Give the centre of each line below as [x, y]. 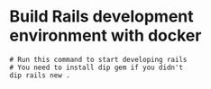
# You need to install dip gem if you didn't [96, 67]
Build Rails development [101, 17]
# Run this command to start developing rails [98, 59]
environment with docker [105, 36]
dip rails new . [40, 75]
